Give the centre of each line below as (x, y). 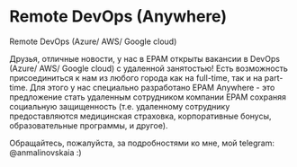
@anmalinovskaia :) (46, 152)
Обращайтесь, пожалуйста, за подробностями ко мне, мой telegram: (142, 143)
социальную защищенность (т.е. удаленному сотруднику (120, 106)
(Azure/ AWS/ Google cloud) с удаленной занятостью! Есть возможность (148, 68)
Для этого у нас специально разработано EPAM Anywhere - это (153, 87)
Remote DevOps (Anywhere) (118, 17)
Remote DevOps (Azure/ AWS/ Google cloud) (93, 41)
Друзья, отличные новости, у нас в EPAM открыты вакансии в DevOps (145, 58)
